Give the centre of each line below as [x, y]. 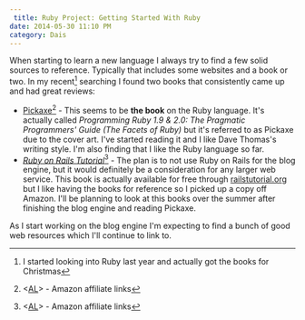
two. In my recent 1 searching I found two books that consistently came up [147, 81]
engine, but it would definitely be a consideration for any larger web [149, 170]
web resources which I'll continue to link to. [91, 235]
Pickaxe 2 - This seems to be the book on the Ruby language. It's [143, 110]
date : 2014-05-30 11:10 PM [60, 26]
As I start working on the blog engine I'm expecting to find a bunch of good [150, 226]
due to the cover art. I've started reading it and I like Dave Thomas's [149, 139]
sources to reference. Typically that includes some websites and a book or [149, 70]
